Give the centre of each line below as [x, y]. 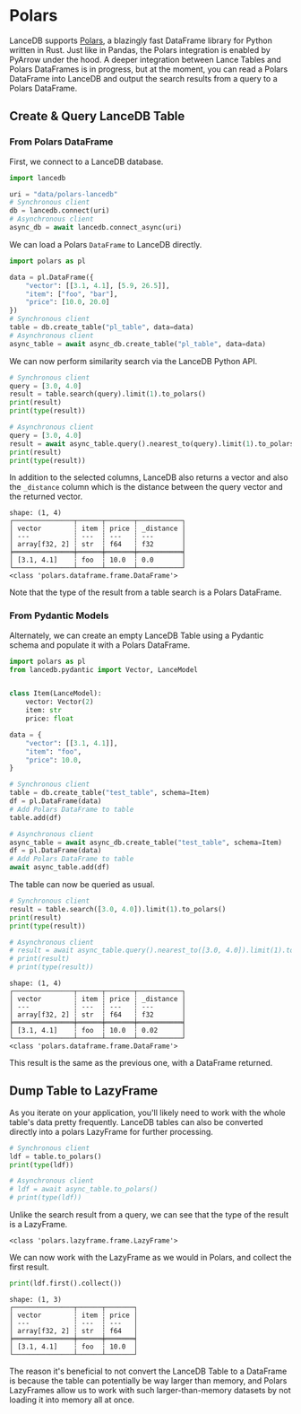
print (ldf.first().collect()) [66, 1284]
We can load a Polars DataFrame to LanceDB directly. [106, 244]
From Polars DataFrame [61, 142]
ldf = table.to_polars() [56, 1157]
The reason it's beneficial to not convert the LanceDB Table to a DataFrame [148, 1371]
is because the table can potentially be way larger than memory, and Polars [148, 1380]
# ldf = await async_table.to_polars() [84, 1190]
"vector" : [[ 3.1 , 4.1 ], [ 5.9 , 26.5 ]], [98, 285]
